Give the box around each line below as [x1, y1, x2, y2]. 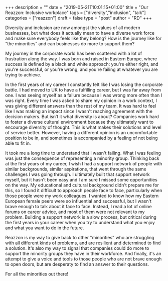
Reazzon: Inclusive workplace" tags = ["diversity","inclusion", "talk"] [5, 10, 146, 16]
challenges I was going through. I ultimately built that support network [5, 171, 150, 177]
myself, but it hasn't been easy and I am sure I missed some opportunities [5, 177, 158, 182]
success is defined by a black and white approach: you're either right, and [5, 61, 159, 67]
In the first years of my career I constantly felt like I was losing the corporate [5, 81, 163, 87]
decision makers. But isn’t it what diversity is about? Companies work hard [5, 114, 159, 120]
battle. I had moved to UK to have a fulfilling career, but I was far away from [5, 87, 161, 92]
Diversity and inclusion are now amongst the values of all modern [5, 25, 140, 31]
